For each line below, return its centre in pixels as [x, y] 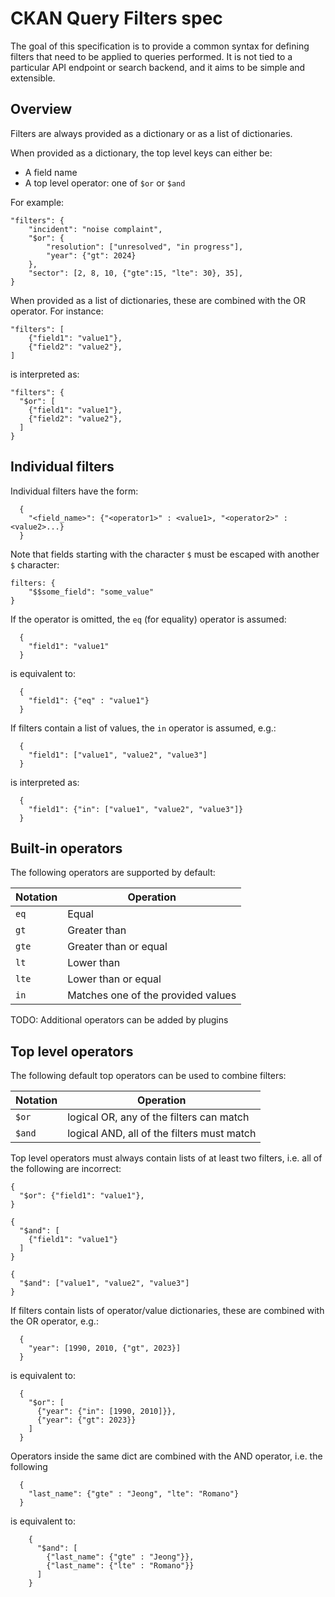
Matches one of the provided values [152, 995]
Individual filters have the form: [74, 491]
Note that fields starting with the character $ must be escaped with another [165, 554]
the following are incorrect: [66, 1169]
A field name [51, 172]
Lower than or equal [114, 979]
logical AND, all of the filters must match [162, 1134]
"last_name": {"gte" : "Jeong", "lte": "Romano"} [134, 1494]
